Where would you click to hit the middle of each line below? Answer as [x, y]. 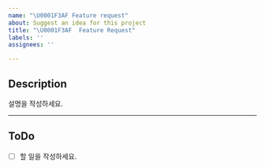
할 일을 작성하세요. [48, 156]
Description [37, 84]
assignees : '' [32, 45]
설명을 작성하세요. [36, 103]
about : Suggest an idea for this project [77, 23]
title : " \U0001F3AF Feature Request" [72, 30]
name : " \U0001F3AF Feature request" [68, 15]
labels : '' [26, 37]
